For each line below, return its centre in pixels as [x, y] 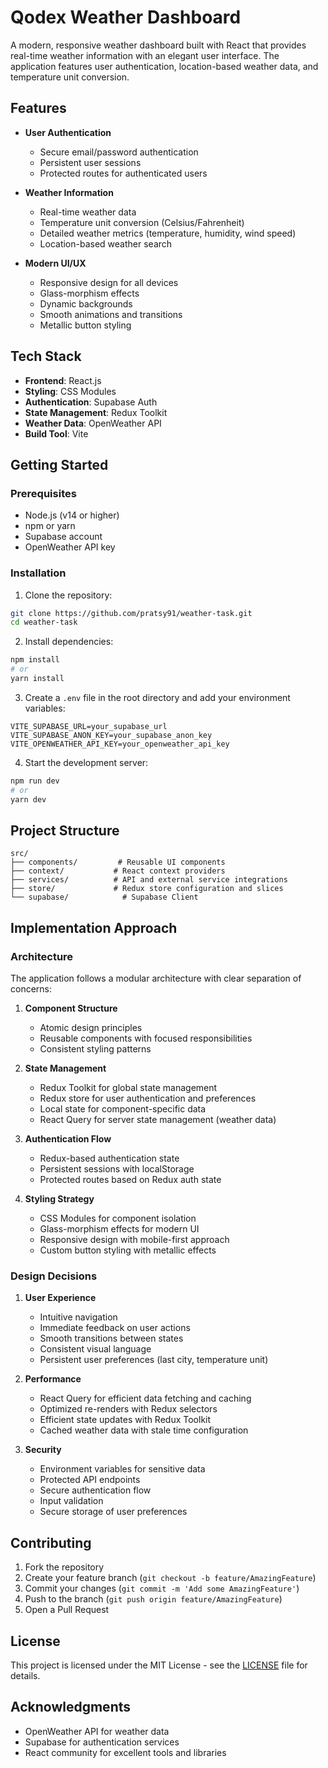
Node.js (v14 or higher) [72, 515]
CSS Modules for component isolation [118, 1218]
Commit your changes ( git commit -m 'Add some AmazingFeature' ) [162, 1588]
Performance [53, 1379]
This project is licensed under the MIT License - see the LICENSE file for [159, 1665]
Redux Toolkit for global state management [128, 1088]
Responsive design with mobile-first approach [134, 1240]
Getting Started [59, 464]
